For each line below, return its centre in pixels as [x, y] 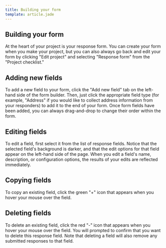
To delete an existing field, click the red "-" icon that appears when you [78, 225]
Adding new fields [34, 78]
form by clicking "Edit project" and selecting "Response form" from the [78, 57]
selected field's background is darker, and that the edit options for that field [82, 149]
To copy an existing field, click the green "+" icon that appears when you [80, 192]
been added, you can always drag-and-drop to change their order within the [83, 111]
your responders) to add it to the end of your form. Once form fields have [80, 106]
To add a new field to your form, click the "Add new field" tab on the [75, 90]
